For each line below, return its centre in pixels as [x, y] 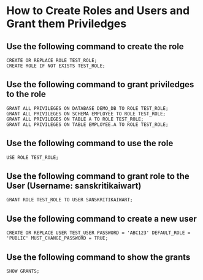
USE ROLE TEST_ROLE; [33, 157]
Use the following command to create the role [95, 46]
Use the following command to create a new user [102, 219]
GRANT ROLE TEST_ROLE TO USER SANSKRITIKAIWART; [70, 200]
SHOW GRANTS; [23, 271]
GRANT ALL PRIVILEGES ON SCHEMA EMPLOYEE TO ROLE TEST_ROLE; [86, 114]
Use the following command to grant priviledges [100, 84]
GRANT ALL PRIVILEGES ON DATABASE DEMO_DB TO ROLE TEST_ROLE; [87, 108]
